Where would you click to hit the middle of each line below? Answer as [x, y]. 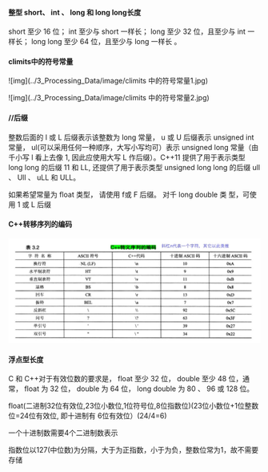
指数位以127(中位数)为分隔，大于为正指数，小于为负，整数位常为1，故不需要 [134, 450]
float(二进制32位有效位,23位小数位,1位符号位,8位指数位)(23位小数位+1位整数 [134, 406]
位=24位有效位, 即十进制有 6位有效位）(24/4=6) [88, 416]
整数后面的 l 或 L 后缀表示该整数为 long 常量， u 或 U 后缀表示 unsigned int [131, 137]
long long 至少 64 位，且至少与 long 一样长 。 [106, 42]
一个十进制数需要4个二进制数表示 [63, 433]
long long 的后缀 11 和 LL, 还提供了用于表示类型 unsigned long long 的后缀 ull [134, 167]
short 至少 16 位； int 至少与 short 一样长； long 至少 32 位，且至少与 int [127, 31]
